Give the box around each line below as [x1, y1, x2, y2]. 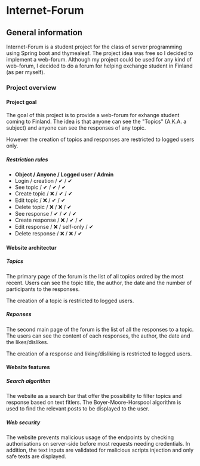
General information [6, 27, 82, 38]
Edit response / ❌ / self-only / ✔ [14, 223, 94, 231]
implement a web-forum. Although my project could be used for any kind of [6, 56, 192, 63]
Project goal [6, 98, 37, 105]
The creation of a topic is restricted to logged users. [6, 297, 134, 304]
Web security [6, 419, 41, 426]
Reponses [6, 311, 32, 318]
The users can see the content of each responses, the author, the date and [6, 332, 190, 339]
